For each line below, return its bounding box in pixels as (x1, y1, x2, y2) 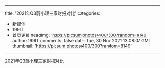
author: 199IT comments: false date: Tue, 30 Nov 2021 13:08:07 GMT (12, 38, 152, 43)
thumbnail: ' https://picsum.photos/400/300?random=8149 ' (12, 43, 132, 49)
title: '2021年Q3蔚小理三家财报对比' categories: (5, 10, 101, 16)
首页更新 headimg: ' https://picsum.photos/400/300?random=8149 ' (12, 33, 148, 38)
